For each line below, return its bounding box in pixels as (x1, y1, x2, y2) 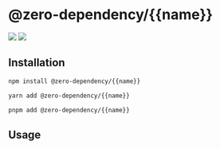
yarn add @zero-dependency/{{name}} (8, 92, 130, 100)
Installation (8, 56, 65, 69)
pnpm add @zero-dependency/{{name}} (8, 106, 130, 114)
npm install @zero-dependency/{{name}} (8, 77, 141, 85)
